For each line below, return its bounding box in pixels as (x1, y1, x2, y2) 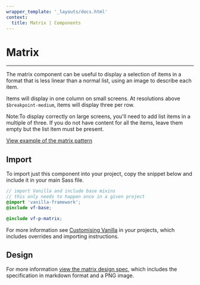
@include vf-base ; (6, 205, 52, 210)
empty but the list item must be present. (6, 126, 104, 133)
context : (6, 14, 28, 20)
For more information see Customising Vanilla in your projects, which (6, 226, 175, 233)
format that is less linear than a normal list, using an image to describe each (6, 77, 192, 84)
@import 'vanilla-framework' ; (6, 199, 82, 205)
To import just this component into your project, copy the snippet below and (6, 171, 192, 178)
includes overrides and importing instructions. (6, 233, 119, 240)
